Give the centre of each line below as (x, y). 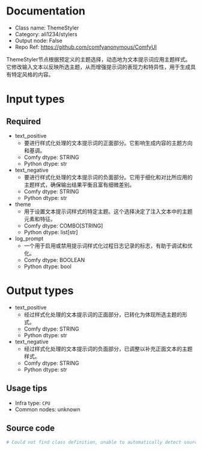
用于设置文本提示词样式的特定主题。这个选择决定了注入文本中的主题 (108, 211)
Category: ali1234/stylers (46, 34)
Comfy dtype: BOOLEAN (54, 260)
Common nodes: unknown (47, 409)
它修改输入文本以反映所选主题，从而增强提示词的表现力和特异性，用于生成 (98, 67)
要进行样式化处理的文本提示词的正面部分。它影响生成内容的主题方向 (108, 143)
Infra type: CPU (32, 403)
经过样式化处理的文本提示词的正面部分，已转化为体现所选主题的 (103, 314)
